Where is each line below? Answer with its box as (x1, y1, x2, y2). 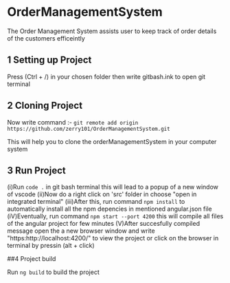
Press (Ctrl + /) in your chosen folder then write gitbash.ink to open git (7, 72, 206, 81)
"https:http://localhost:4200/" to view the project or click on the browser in (7, 234, 219, 242)
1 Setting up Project (7, 54, 92, 66)
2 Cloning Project (7, 100, 83, 112)
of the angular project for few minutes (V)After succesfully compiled (7, 220, 200, 228)
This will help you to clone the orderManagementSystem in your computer (7, 137, 217, 145)
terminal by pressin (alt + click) (7, 242, 95, 250)
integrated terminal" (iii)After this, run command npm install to (7, 198, 185, 206)
